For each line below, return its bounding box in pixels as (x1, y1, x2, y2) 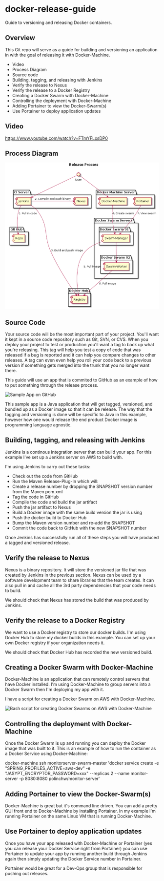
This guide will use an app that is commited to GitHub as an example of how (5, 377, 158, 383)
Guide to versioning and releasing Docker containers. (5, 20, 112, 25)
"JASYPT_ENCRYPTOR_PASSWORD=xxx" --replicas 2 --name (5, 771, 130, 776)
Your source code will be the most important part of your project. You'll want (5, 331, 159, 337)
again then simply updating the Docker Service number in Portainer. (5, 856, 142, 861)
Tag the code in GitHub (12, 494, 59, 500)
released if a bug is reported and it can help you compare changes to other (5, 352, 156, 358)
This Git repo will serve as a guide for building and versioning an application (5, 46, 158, 52)
